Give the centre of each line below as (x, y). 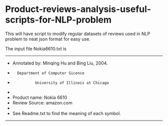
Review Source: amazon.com (42, 102)
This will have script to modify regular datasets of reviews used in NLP (78, 33)
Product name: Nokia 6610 (40, 97)
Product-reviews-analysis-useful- (78, 9)
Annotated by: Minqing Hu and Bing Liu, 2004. (60, 63)
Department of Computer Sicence (51, 73)
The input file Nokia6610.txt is (36, 48)
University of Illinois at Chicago (72, 83)
